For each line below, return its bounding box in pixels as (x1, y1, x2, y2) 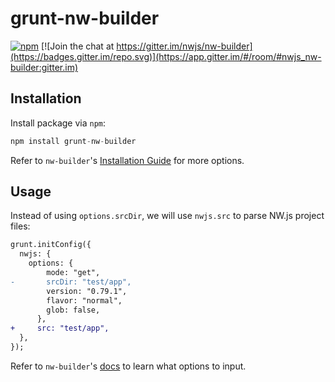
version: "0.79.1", (46, 286, 128, 296)
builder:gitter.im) (10, 61, 79, 73)
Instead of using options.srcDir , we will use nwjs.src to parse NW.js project (10, 210, 325, 222)
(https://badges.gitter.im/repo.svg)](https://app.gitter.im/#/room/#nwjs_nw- (10, 50, 322, 62)
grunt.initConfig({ (10, 240, 92, 250)
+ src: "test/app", (10, 323, 110, 334)
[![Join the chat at (41, 40, 115, 52)
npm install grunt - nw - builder (10, 136, 137, 146)
